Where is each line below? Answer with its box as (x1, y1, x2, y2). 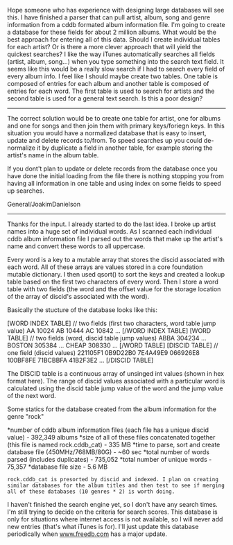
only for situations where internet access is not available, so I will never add (7, 515, 223, 523)
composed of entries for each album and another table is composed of (7, 80, 209, 87)
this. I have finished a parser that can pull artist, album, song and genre (7, 13, 210, 21)
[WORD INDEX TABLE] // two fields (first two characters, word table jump (7, 319, 216, 327)
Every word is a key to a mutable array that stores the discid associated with (7, 256, 225, 263)
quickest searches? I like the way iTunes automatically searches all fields (7, 50, 216, 58)
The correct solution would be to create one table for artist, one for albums (7, 114, 221, 122)
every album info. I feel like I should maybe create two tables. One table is (7, 72, 218, 80)
